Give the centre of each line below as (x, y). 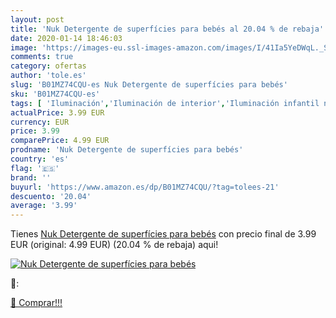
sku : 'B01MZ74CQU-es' (55, 94)
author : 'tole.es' (48, 76)
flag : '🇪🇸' (35, 168)
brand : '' (31, 177)
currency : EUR (40, 122)
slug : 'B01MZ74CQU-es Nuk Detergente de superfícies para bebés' (149, 85)
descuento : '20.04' (51, 196)
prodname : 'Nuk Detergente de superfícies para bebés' (127, 150)
